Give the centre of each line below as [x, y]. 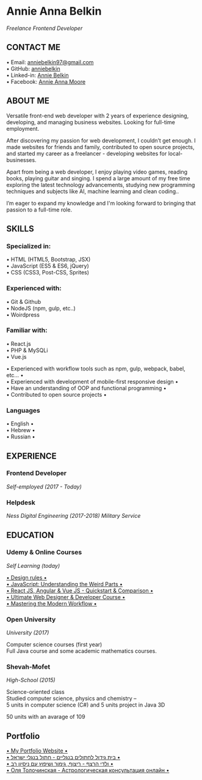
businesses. [21, 160]
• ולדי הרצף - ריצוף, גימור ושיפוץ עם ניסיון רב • [60, 764]
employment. [23, 128]
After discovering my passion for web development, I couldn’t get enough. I [101, 140]
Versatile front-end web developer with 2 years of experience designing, [98, 116]
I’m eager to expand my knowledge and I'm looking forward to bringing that [101, 203]
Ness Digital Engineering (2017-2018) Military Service [74, 516]
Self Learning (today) [33, 565]
